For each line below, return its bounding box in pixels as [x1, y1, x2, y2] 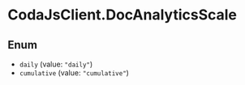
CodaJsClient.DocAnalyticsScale [7, 6, 237, 24]
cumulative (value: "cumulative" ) [19, 68, 129, 78]
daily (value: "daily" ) [19, 59, 93, 69]
